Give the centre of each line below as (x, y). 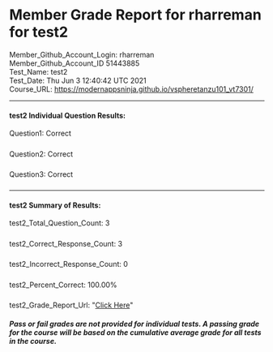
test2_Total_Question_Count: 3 (60, 223)
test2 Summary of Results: (55, 205)
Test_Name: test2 (38, 71)
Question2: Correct (41, 154)
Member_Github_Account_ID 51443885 (75, 63)
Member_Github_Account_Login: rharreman (82, 54)
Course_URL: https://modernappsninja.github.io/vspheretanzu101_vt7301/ (132, 89)
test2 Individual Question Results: (68, 115)
